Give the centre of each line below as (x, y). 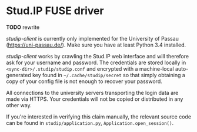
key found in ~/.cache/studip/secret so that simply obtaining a (108, 75)
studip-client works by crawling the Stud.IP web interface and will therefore (98, 56)
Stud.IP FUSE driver (55, 11)
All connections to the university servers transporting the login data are (92, 93)
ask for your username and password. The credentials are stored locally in (96, 62)
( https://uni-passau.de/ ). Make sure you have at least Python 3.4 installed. (96, 45)
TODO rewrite (23, 27)
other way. (19, 105)
